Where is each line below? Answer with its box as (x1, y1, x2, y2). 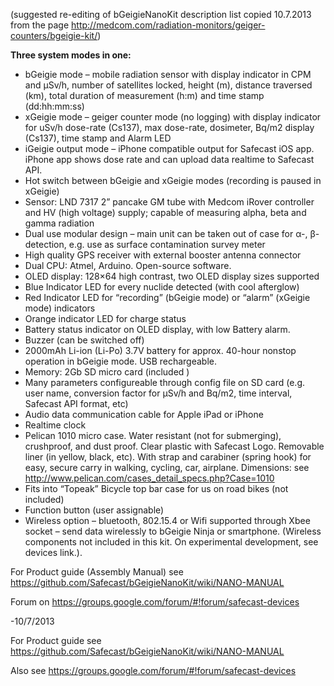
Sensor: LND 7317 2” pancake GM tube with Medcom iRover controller (24, 196, 315, 208)
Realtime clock (24, 419, 87, 431)
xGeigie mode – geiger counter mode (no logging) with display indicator (24, 111, 322, 123)
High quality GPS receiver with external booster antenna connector (24, 249, 302, 261)
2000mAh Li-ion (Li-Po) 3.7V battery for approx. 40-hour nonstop (24, 345, 297, 356)
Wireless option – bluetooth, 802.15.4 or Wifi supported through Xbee (24, 515, 311, 526)
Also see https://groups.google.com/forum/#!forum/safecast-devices (10, 665, 297, 676)
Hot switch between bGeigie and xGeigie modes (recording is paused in (24, 175, 322, 186)
